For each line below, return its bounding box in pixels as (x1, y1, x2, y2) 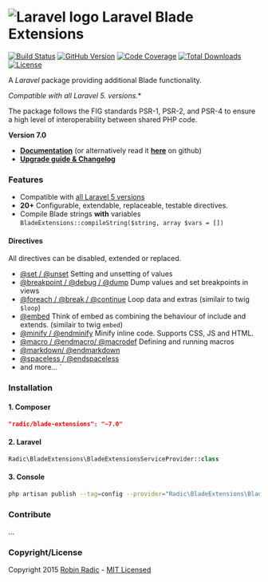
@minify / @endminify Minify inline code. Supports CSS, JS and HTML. (19, 328, 254, 339)
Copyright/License (8, 547, 83, 558)
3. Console (8, 472, 45, 482)
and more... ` (19, 362, 62, 372)
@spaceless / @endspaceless (19, 354, 120, 363)
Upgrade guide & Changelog (19, 154, 116, 164)
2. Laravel (8, 437, 42, 447)
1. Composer (8, 402, 51, 411)
